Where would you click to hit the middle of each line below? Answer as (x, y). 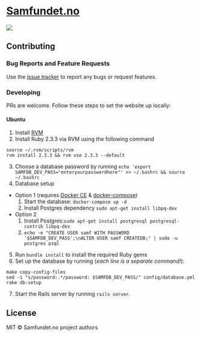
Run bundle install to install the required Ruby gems (81, 255)
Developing (23, 92)
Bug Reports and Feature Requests (58, 63)
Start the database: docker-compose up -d (76, 202)
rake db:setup (24, 283)
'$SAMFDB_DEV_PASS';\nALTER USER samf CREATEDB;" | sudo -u (101, 238)
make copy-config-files (36, 272)
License (21, 313)
